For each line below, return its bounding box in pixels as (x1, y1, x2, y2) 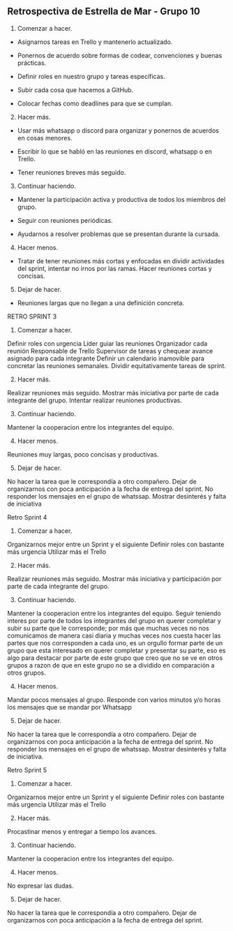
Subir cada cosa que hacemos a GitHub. (17, 85, 134, 94)
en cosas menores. (17, 133, 73, 142)
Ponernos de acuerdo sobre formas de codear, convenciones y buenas (17, 51, 223, 59)
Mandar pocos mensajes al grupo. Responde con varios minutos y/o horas (7, 695, 221, 704)
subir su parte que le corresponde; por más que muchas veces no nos (7, 624, 209, 632)
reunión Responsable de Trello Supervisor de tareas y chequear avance (7, 346, 213, 355)
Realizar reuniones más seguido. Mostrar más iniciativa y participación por (7, 574, 222, 582)
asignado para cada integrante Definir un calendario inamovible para (7, 354, 204, 362)
